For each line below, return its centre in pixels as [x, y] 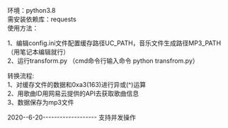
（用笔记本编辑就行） [38, 52]
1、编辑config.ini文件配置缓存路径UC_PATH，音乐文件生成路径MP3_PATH [114, 43]
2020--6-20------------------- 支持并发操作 [72, 117]
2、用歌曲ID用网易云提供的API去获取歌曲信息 [73, 93]
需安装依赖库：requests [42, 19]
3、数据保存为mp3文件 [41, 102]
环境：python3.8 [32, 10]
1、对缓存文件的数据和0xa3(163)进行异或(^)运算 [77, 85]
